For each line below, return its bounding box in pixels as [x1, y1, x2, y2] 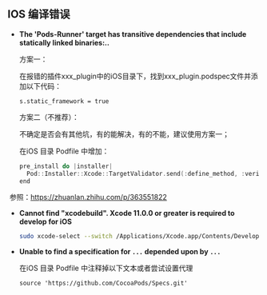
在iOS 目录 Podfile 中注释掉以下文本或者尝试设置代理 [18, 263, 193, 273]
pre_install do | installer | [18, 162, 113, 170]
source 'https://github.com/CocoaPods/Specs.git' [18, 279, 189, 288]
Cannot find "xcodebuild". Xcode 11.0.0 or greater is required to [18, 209, 235, 218]
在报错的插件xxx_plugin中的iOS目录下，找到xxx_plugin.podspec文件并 [18, 71, 252, 81]
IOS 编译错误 [7, 7, 70, 22]
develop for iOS [18, 217, 73, 226]
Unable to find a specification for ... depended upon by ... [18, 247, 221, 257]
